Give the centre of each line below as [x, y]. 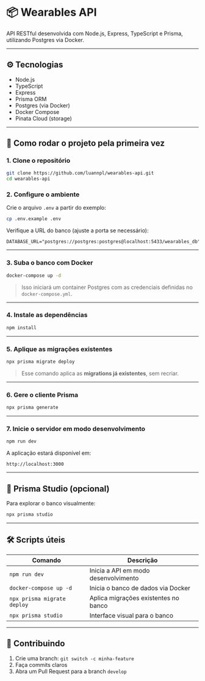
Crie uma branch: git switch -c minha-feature [74, 658]
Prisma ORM [31, 99]
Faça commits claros [41, 665]
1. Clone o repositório [38, 161]
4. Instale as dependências [47, 315]
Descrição [142, 560]
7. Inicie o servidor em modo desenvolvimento [76, 429]
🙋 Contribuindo [36, 644]
